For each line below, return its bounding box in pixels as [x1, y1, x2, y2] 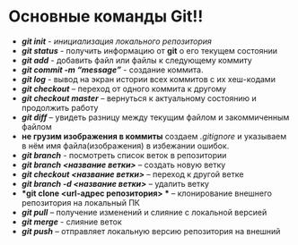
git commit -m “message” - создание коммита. [21, 64, 204, 75]
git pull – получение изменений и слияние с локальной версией [21, 207, 267, 217]
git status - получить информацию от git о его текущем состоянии [21, 45, 278, 55]
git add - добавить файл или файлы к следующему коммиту [21, 55, 252, 65]
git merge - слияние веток [21, 216, 122, 227]
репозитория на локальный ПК [21, 197, 140, 207]
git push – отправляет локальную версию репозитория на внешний [21, 225, 281, 236]
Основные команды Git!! [8, 6, 204, 27]
